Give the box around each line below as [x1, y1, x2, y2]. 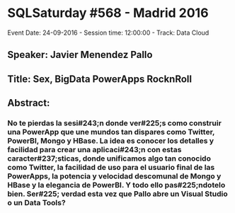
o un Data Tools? [7, 198, 66, 208]
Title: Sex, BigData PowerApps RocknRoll [7, 73, 193, 85]
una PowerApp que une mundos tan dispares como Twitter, [7, 127, 215, 137]
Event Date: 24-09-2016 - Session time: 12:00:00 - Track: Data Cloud [7, 28, 210, 37]
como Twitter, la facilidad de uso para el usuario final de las [7, 163, 215, 173]
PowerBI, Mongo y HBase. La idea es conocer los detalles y [7, 136, 214, 146]
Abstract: [7, 97, 50, 109]
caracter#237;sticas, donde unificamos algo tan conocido [7, 154, 211, 163]
